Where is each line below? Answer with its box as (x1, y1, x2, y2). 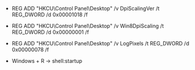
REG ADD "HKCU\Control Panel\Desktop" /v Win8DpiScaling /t (11, 23, 164, 29)
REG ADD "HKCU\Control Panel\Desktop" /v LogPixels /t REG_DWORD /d (11, 40, 190, 47)
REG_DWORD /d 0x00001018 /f (11, 11, 88, 18)
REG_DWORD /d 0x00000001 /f (11, 29, 89, 36)
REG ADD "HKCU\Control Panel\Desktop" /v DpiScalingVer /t (11, 5, 160, 12)
